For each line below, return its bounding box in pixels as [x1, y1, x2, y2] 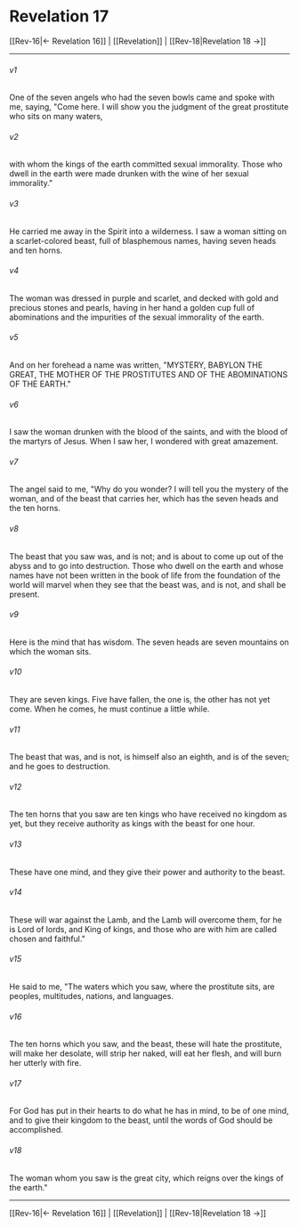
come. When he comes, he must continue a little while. [9, 703, 210, 714]
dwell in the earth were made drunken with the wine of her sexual [9, 168, 249, 179]
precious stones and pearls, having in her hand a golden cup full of [9, 302, 255, 313]
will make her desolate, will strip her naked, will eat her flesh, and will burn [9, 1048, 282, 1059]
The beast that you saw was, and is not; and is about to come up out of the [9, 550, 284, 562]
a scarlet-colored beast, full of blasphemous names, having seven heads [9, 235, 277, 246]
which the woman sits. [9, 646, 92, 656]
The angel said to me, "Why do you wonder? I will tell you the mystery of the [9, 483, 289, 495]
